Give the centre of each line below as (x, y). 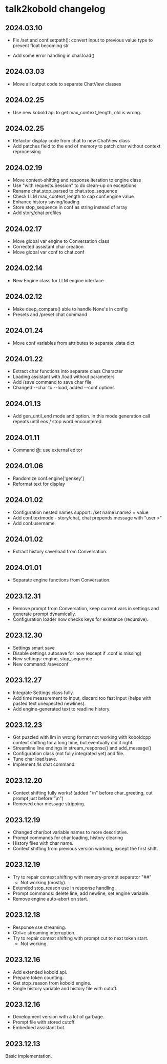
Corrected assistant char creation (48, 247)
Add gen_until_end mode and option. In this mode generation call (81, 416)
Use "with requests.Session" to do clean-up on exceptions (75, 185)
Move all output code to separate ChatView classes (67, 84)
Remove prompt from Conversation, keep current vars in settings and (86, 608)
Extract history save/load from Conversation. (60, 552)
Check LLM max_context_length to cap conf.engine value (73, 196)
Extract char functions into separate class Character (68, 371)
